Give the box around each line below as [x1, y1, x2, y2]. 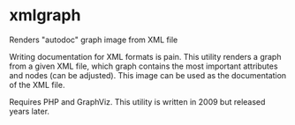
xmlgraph [9, 5, 81, 26]
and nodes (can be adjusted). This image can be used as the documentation [9, 70, 287, 80]
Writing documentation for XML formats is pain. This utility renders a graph [9, 51, 282, 62]
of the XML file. [9, 79, 65, 90]
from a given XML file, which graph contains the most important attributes [9, 61, 278, 71]
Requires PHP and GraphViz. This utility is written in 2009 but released [9, 96, 266, 107]
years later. [9, 106, 50, 116]
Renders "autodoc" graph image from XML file [9, 34, 178, 45]
